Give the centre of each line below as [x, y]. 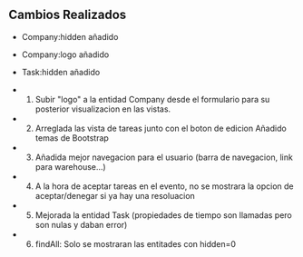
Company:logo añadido [65, 54]
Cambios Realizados [68, 15]
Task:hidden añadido [61, 72]
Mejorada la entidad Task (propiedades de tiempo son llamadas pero [163, 215]
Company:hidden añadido [70, 36]
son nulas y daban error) [81, 224]
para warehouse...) [70, 166]
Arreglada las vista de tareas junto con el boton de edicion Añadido [161, 128]
